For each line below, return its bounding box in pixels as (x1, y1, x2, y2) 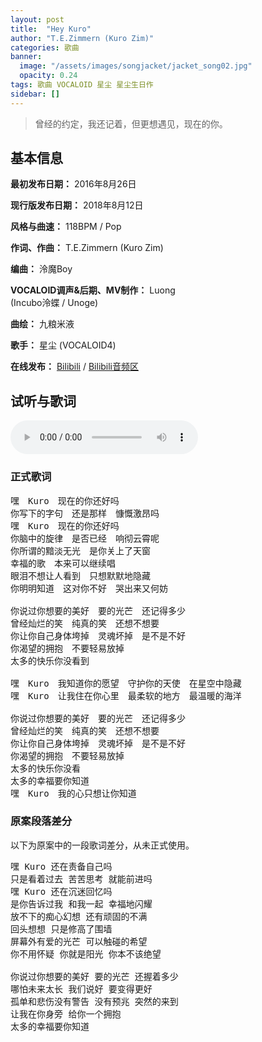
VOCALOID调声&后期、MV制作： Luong (10, 284, 176, 296)
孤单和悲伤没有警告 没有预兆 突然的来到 (10, 996, 179, 1007)
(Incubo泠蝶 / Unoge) (10, 297, 99, 309)
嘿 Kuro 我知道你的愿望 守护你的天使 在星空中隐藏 (10, 677, 242, 689)
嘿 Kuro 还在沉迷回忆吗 (10, 886, 113, 897)
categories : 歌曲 (10, 42, 80, 53)
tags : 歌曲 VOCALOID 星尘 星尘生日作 (10, 80, 154, 90)
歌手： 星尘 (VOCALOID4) (10, 339, 117, 351)
